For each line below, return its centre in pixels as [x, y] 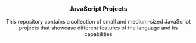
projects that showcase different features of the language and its [98, 28]
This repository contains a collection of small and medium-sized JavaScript [98, 22]
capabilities [98, 34]
